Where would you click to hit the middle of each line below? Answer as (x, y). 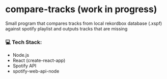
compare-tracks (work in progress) (81, 9)
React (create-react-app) (39, 61)
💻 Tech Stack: (24, 42)
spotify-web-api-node (36, 71)
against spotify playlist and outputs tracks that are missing (66, 28)
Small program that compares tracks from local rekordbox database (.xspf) (84, 23)
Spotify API (24, 66)
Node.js (21, 55)
